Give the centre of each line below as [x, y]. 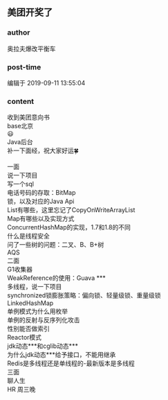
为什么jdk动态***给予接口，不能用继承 [62, 355]
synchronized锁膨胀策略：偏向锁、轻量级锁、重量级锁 [84, 295]
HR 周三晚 [21, 390]
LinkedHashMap [30, 303]
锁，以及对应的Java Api [41, 201]
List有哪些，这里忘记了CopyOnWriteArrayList [71, 210]
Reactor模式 [25, 338]
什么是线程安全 [28, 236]
